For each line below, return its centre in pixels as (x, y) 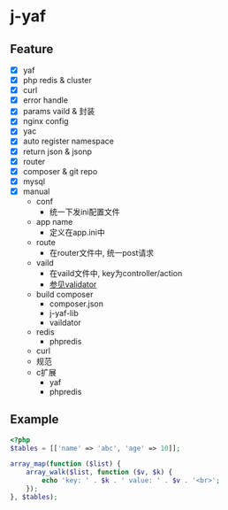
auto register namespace (68, 141)
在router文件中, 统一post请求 (101, 252)
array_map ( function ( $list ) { (66, 464)
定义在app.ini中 (77, 232)
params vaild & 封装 (59, 112)
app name (54, 221)
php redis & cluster (57, 81)
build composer (65, 294)
